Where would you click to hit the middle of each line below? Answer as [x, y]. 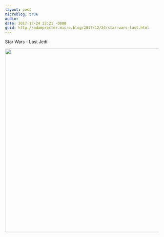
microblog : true [21, 14]
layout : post [18, 10]
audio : [12, 19]
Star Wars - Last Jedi [26, 42]
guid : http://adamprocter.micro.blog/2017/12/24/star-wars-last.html [77, 28]
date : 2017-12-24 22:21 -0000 [36, 23]
